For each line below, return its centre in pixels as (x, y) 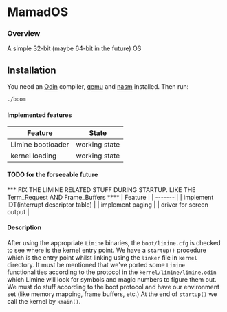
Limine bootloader (40, 145)
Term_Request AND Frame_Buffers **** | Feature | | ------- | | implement (110, 197)
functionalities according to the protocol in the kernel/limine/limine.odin (112, 272)
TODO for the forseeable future (53, 174)
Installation (32, 70)
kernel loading (34, 156)
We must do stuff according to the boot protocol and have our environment (113, 287)
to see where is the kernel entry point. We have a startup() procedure (107, 250)
